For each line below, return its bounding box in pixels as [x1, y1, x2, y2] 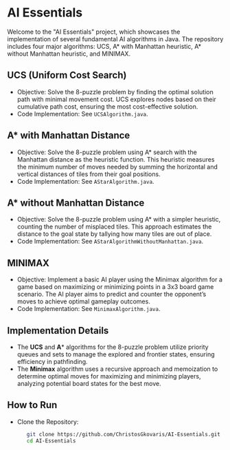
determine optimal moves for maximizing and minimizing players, [16, 372, 201, 380]
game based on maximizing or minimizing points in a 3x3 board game [16, 283, 214, 291]
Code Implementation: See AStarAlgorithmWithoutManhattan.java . [16, 237, 204, 246]
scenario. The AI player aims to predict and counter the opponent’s [16, 290, 207, 299]
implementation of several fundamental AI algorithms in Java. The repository [7, 34, 224, 43]
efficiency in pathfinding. [16, 358, 88, 365]
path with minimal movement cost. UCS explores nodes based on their [16, 95, 216, 103]
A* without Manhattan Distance [7, 197, 145, 208]
